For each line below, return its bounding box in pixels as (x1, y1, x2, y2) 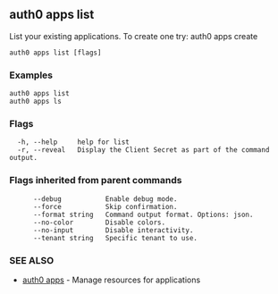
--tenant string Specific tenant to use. (32, 233, 198, 242)
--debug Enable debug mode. (32, 194, 178, 204)
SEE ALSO (9, 254, 55, 266)
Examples (9, 69, 54, 81)
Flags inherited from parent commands (9, 174, 182, 187)
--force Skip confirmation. (32, 202, 178, 211)
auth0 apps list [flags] (9, 48, 102, 57)
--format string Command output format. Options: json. (32, 210, 254, 219)
